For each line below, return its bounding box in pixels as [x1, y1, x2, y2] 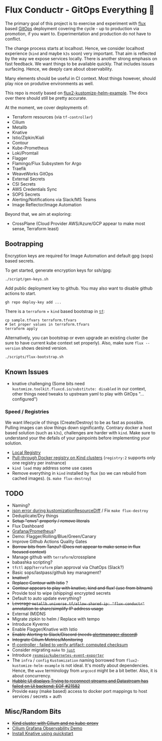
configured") [12, 396, 38, 402]
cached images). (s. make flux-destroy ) [12, 475, 91, 481]
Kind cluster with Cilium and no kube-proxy [12, 720, 99, 726]
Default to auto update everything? [12, 595, 82, 601]
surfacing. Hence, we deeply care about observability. [5, 66, 113, 72]
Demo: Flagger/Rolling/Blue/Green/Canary [12, 533, 97, 539]
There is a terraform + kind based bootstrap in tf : [5, 308, 105, 314]
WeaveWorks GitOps [12, 171, 53, 176]
